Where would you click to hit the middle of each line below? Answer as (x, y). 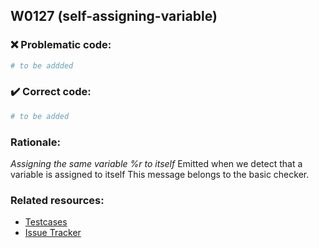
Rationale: (35, 142)
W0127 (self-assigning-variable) (114, 16)
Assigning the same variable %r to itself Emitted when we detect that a (156, 164)
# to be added (40, 116)
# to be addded (42, 65)
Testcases (46, 222)
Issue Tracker (53, 233)
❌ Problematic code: (61, 45)
